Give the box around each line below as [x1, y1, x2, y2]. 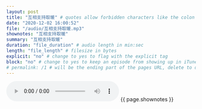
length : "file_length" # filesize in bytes [6, 48, 117, 54]
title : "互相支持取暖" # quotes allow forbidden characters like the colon [6, 14, 195, 20]
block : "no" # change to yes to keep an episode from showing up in [6, 59, 182, 65]
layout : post [6, 8, 39, 15]
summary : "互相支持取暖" [6, 37, 63, 43]
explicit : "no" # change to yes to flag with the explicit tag [6, 53, 168, 59]
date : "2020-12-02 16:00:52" [6, 20, 79, 26]
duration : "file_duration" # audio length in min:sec [6, 43, 144, 49]
